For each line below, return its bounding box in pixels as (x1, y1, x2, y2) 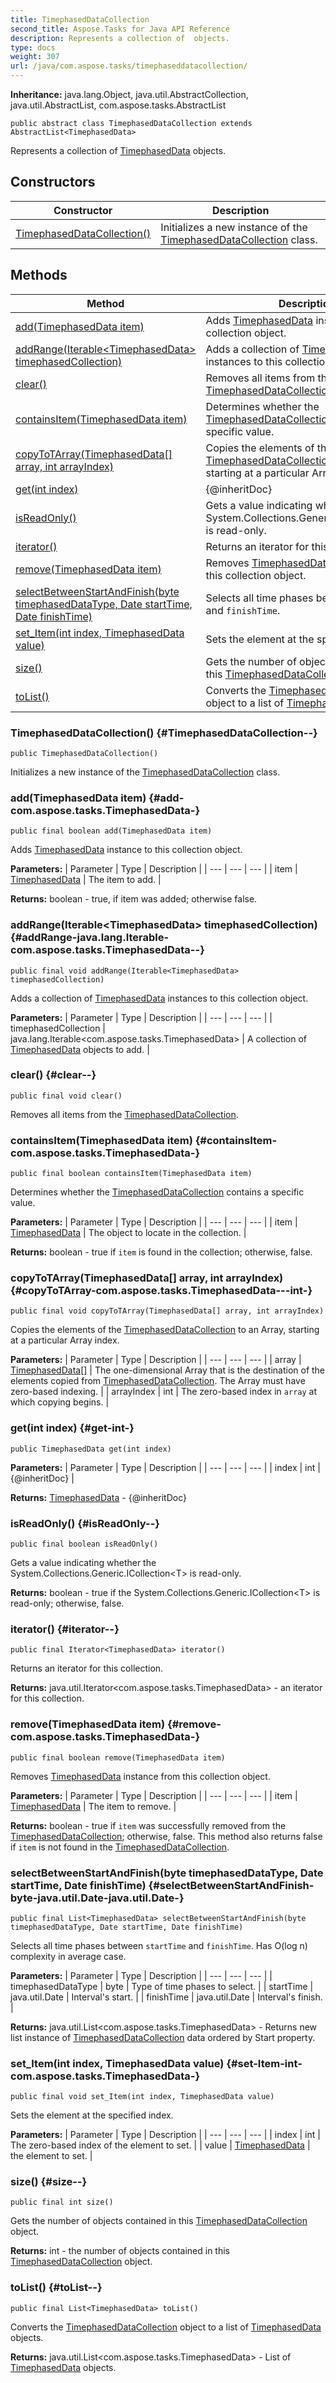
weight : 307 (10, 52, 60, 62)
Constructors (10, 174, 96, 191)
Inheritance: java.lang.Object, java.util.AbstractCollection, (10, 89, 249, 100)
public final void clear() (10, 1091, 123, 1101)
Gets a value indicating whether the (10, 1557, 157, 1568)
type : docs (10, 42, 56, 53)
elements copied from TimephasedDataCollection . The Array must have (10, 1375, 306, 1387)
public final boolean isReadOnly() (10, 1539, 159, 1549)
